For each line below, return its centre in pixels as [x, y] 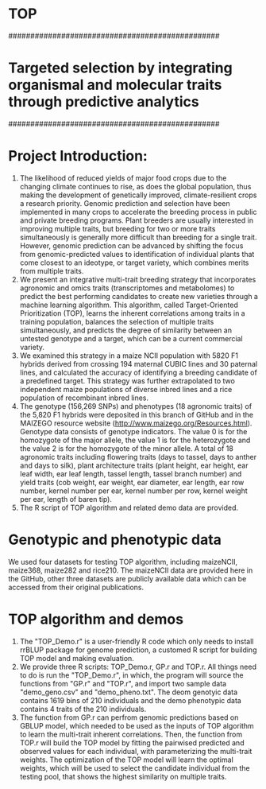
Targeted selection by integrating [120, 68]
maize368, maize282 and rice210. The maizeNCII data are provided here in [131, 570]
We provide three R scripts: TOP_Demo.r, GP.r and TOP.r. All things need [138, 667]
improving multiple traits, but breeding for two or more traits [118, 228]
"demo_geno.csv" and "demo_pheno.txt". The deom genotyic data [129, 692]
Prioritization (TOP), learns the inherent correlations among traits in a [132, 313]
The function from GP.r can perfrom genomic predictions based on [129, 717]
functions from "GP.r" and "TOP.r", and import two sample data [123, 683]
